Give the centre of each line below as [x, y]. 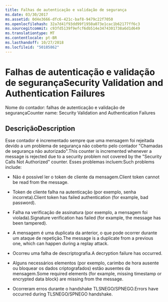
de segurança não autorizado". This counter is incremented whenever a [78, 151]
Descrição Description [40, 128]
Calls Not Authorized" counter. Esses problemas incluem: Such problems [80, 162]
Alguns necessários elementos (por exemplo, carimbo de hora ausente [86, 263]
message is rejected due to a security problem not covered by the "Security [83, 157]
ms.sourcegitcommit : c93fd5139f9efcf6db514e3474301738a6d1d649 [73, 29]
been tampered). [30, 223]
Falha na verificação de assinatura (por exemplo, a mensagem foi [80, 213]
